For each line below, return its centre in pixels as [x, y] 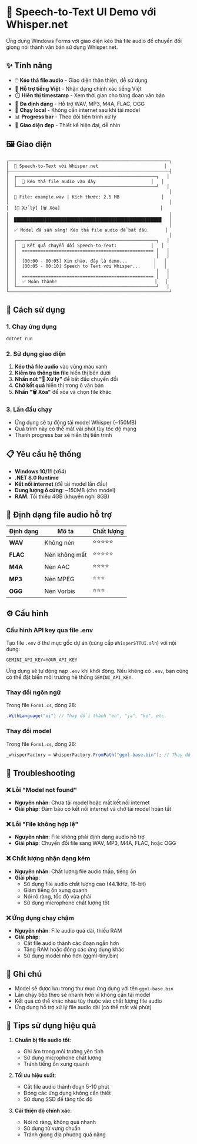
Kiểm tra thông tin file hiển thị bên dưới [62, 373]
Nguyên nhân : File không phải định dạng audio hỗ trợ [80, 837]
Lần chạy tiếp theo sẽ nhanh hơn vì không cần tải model [82, 994]
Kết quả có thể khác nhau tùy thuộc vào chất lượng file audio [88, 1001]
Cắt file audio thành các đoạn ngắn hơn [71, 943]
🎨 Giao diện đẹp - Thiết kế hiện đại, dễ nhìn [67, 125]
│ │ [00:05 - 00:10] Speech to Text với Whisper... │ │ [86, 266]
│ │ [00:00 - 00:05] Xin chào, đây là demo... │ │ [86, 261]
